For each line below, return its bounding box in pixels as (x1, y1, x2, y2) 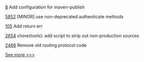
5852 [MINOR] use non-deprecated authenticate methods (5, 14, 124, 19)
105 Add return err (5, 23, 43, 29)
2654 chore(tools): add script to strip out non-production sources (5, 33, 140, 38)
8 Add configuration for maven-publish (5, 4, 85, 10)
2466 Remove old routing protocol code (5, 42, 87, 48)
